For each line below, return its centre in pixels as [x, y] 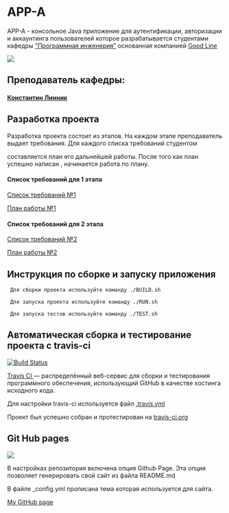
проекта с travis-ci [49, 346]
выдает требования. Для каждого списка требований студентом [102, 143]
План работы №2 [32, 252]
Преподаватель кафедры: [66, 80]
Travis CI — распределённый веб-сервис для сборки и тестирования [109, 375]
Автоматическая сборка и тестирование [99, 335]
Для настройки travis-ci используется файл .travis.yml [86, 404]
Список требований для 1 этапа [55, 179]
